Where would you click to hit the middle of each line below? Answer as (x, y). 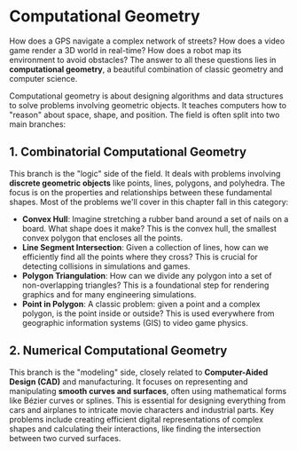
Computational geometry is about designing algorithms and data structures (146, 96)
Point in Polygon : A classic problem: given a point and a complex (141, 304)
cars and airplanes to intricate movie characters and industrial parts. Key (142, 409)
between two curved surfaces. (65, 438)
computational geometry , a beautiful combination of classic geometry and (146, 69)
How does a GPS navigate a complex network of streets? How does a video (147, 41)
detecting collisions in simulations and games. (106, 266)
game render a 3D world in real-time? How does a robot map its (125, 50)
